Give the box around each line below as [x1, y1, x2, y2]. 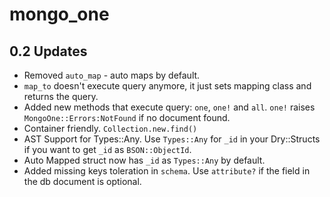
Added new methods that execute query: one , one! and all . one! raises [23, 101, 316, 113]
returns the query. [23, 91, 99, 102]
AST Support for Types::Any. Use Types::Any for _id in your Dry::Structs [23, 133, 321, 145]
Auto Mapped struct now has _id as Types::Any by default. [23, 154, 266, 166]
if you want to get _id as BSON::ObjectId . [23, 144, 192, 155]
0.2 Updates [9, 43, 88, 60]
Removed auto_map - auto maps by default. [23, 69, 201, 81]
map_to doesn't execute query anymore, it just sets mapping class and [23, 80, 312, 92]
